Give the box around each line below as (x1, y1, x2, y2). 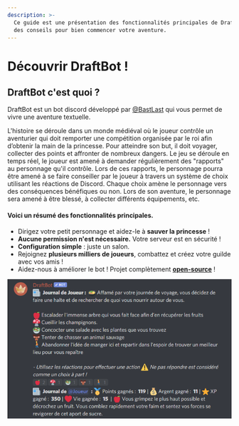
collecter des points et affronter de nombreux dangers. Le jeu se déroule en (7, 150, 230, 158)
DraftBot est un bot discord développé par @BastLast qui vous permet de (7, 105, 223, 114)
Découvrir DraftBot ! (7, 58, 129, 74)
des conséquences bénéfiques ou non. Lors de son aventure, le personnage (7, 187, 231, 196)
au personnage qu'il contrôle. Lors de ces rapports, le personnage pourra (7, 165, 223, 173)
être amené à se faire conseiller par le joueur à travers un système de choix (7, 172, 229, 181)
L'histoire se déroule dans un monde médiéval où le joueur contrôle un (7, 127, 213, 135)
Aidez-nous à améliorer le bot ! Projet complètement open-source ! (17, 264, 216, 274)
